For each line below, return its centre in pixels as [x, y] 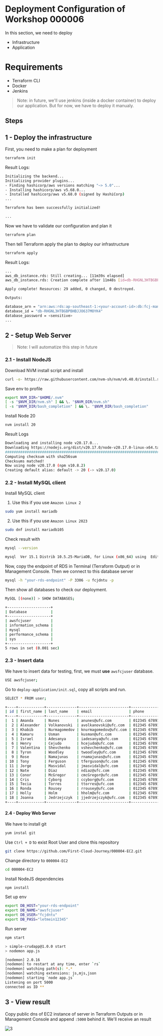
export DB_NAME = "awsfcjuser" [34, 910]
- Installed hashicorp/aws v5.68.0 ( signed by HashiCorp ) [65, 194]
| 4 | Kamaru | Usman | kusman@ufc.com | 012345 [76, 734]
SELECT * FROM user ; [26, 698]
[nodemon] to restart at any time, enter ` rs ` [53, 964]
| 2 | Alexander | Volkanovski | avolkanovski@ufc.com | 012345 [76, 725]
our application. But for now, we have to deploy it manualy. [75, 105]
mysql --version [21, 548]
